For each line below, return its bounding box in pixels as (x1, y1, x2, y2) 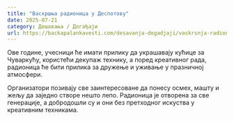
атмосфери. (7, 71, 43, 79)
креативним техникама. (7, 106, 79, 114)
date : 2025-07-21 (7, 17, 58, 24)
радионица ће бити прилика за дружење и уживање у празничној (7, 63, 204, 71)
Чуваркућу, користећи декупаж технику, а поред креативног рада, (7, 56, 207, 64)
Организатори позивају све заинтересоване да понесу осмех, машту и (7, 84, 219, 92)
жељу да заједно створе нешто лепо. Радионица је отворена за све (7, 91, 210, 100)
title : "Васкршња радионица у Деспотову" (7, 10, 130, 17)
